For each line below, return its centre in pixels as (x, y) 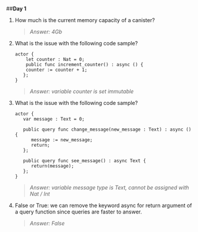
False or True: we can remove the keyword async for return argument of (103, 205)
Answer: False (47, 223)
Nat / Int (40, 194)
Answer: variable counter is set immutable (82, 91)
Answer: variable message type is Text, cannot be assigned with (109, 188)
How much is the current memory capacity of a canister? (85, 20)
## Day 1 (16, 9)
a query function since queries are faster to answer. (78, 212)
